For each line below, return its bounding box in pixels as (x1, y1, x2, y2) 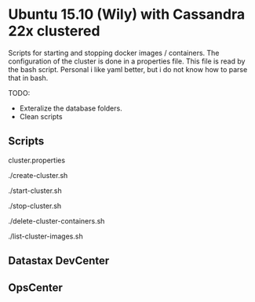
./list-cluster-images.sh (8, 231, 84, 241)
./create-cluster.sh (8, 170, 68, 180)
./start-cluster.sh (8, 186, 62, 195)
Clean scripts (19, 111, 63, 121)
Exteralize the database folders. (19, 104, 123, 113)
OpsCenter (8, 281, 63, 294)
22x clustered (8, 22, 100, 40)
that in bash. (8, 73, 49, 82)
